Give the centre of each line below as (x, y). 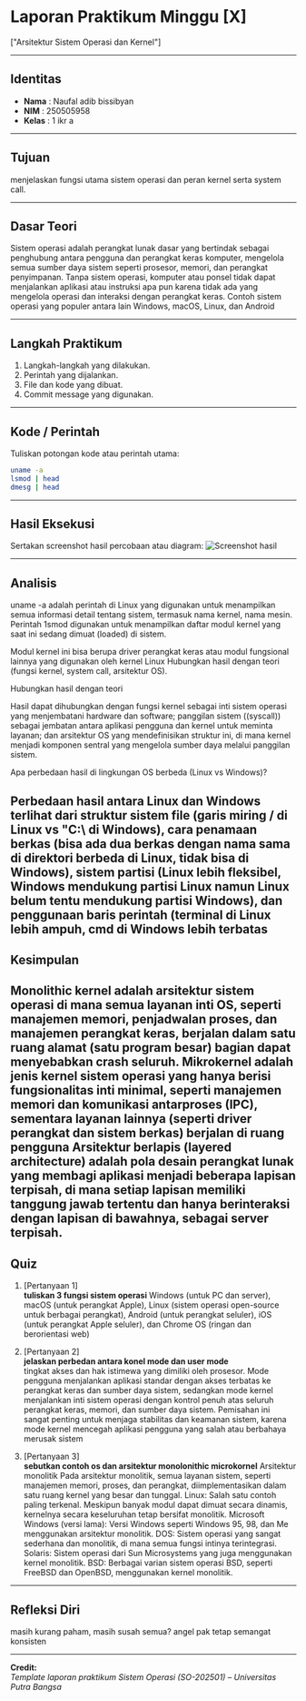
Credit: (24, 1667)
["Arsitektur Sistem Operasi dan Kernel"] (86, 42)
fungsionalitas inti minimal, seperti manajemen (146, 1090)
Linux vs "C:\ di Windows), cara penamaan (134, 829)
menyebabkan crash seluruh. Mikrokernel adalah (152, 1062)
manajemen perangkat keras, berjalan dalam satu (153, 1034)
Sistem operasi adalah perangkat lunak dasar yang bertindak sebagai (140, 249)
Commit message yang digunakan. (88, 394)
